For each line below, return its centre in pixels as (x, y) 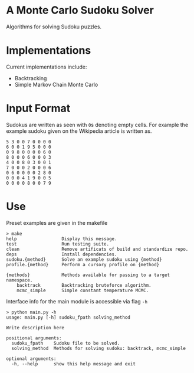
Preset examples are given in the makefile (57, 223)
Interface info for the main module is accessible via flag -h (77, 301)
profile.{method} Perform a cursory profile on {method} (83, 264)
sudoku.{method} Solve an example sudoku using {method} (84, 259)
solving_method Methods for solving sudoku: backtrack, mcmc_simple (98, 348)
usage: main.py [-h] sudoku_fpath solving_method (68, 317)
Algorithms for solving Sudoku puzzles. (54, 27)
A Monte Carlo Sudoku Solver (80, 10)
